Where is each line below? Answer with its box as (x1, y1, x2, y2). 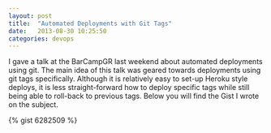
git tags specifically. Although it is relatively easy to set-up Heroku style (8, 74, 248, 84)
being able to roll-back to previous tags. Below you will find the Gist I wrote (8, 91, 260, 101)
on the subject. (8, 100, 58, 109)
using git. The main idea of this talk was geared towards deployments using (8, 66, 261, 75)
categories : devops (8, 34, 75, 43)
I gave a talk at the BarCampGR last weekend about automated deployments (8, 57, 263, 66)
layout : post (8, 11, 53, 20)
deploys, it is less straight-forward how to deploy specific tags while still (8, 83, 250, 92)
